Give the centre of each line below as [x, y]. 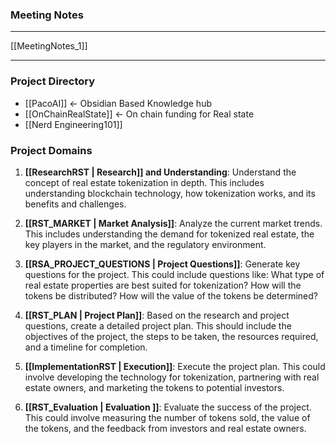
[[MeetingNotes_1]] [49, 46]
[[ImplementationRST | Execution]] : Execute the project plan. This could [175, 366]
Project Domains [51, 150]
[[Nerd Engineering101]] [73, 124]
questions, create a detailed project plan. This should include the [158, 325]
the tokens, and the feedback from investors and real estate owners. [165, 428]
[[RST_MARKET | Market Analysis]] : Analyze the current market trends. [173, 223]
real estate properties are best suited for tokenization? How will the [163, 285]
